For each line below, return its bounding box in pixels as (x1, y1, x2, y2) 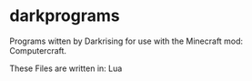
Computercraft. (9, 45, 66, 56)
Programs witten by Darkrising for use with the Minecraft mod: (9, 35, 244, 46)
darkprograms (9, 5, 120, 26)
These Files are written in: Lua (9, 63, 123, 74)
